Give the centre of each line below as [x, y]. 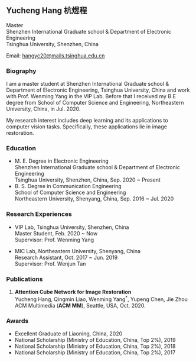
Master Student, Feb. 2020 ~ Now [56, 233]
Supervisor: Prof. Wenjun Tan [50, 264]
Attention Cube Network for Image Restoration [73, 292]
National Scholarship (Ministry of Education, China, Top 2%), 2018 [95, 346]
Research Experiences [39, 214]
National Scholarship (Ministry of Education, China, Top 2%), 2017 [95, 352]
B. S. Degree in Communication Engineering [68, 186]
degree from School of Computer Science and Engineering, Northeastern [95, 103]
